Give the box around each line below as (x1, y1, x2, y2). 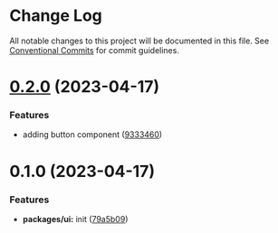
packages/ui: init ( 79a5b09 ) (22, 213, 129, 224)
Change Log (9, 5, 102, 26)
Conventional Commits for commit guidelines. (9, 44, 179, 55)
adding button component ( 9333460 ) (22, 129, 163, 140)
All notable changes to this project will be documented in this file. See (9, 35, 270, 46)
